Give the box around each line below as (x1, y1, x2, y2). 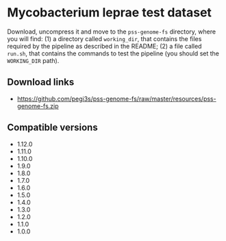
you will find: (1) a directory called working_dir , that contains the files (7, 34, 202, 42)
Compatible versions (7, 122, 98, 134)
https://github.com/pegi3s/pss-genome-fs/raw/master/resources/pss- (16, 94, 217, 103)
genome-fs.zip (16, 101, 60, 110)
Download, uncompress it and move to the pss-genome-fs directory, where (7, 27, 216, 36)
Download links (7, 77, 75, 88)
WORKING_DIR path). (7, 56, 60, 64)
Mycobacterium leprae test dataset (7, 5, 212, 21)
